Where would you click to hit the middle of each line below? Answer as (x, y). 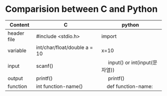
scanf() (45, 66)
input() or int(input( (130, 62)
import (109, 36)
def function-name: (130, 86)
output (15, 78)
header (16, 33)
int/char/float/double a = (65, 47)
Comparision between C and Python (82, 9)
